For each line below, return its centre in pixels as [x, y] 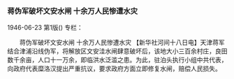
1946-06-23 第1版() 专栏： [45, 28]
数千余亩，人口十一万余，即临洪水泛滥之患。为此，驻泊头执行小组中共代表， [117, 60]
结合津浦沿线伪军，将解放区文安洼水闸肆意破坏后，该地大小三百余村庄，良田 [117, 51]
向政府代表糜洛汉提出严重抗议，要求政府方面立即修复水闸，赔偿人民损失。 [114, 69]
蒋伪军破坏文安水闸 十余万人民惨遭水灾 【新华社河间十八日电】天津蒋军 [122, 43]
